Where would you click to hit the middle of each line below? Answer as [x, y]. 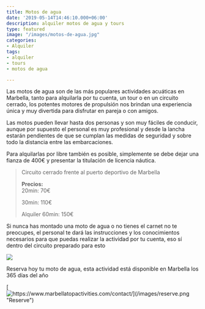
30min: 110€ [36, 203]
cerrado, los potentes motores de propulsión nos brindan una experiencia [99, 104]
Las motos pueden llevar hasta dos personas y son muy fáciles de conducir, [102, 123]
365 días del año [28, 275]
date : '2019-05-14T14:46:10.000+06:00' [57, 18]
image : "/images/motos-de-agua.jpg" [53, 35]
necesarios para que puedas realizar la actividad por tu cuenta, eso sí [94, 239]
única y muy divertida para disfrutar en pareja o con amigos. [83, 111]
